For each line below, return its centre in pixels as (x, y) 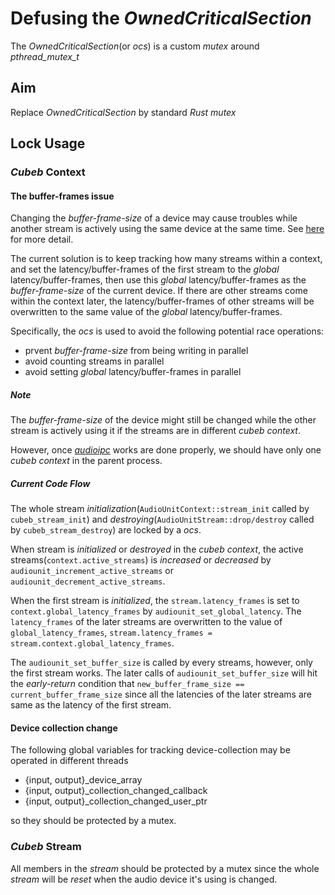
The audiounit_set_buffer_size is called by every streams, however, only (161, 663)
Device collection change (64, 728)
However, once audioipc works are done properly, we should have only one (166, 450)
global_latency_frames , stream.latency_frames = (111, 633)
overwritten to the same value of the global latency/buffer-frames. (146, 312)
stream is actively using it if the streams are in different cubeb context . (155, 431)
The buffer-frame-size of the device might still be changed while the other (163, 420)
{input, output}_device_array (83, 780)
